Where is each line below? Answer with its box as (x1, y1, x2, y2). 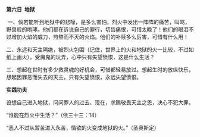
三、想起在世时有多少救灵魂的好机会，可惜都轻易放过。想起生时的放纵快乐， (6, 66, 194, 73)
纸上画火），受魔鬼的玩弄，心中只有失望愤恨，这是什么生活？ (6, 54, 155, 60)
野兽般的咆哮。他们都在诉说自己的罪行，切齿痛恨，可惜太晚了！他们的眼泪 (6, 26, 189, 33)
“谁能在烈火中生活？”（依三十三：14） (6, 111, 100, 119)
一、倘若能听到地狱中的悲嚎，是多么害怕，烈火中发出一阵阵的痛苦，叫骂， (7, 18, 190, 26)
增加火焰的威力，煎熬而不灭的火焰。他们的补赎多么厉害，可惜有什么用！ (11, 33, 189, 41)
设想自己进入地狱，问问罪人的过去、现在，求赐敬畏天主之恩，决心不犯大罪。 (6, 99, 194, 106)
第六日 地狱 (6, 6, 35, 13)
